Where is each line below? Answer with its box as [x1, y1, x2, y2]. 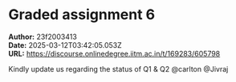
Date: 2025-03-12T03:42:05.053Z [8, 40, 122, 49]
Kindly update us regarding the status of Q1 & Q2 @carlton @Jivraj [8, 64, 229, 73]
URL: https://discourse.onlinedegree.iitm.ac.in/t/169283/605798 [8, 49, 221, 58]
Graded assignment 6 [8, 6, 155, 24]
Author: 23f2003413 [8, 32, 78, 41]
